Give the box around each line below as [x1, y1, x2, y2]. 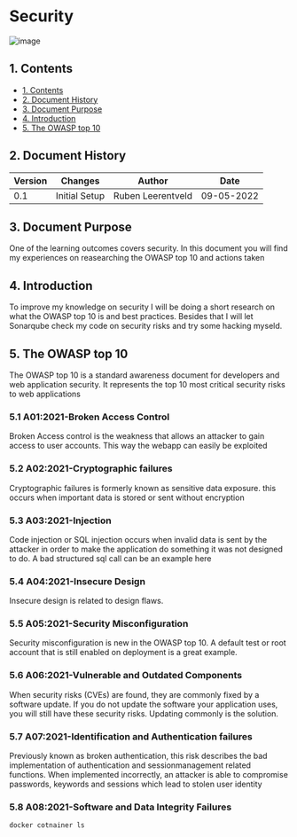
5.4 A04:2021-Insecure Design [9, 575, 146, 587]
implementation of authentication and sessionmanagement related [9, 760, 251, 771]
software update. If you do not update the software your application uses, [9, 699, 278, 709]
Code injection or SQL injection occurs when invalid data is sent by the [9, 534, 268, 544]
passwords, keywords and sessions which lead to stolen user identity [9, 778, 263, 790]
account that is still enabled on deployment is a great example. [9, 647, 238, 658]
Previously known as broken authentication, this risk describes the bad [9, 751, 268, 762]
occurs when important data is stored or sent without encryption [9, 492, 246, 503]
